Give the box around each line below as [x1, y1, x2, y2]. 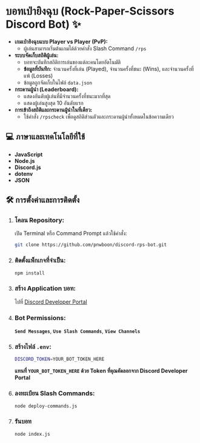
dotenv [14, 170, 33, 177]
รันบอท [14, 417, 32, 425]
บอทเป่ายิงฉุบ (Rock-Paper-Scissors [5, 4, 175, 18]
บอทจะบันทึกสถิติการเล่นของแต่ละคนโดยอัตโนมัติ [23, 58, 121, 65]
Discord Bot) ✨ [5, 18, 81, 32]
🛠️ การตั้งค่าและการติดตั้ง [5, 195, 80, 205]
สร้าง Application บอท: [14, 284, 76, 293]
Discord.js [14, 164, 41, 171]
